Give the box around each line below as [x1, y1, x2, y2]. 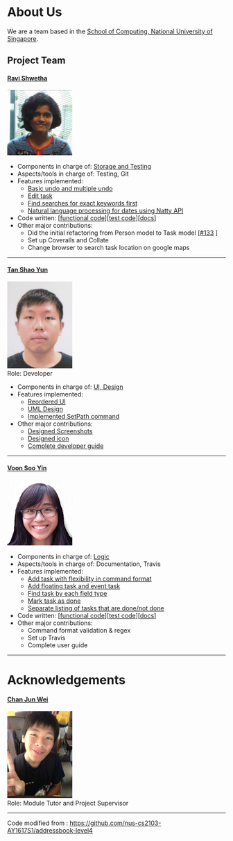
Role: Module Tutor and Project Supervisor [7, 799, 129, 807]
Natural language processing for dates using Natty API [27, 206, 184, 215]
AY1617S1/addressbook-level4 [7, 826, 94, 834]
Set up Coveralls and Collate [27, 235, 109, 244]
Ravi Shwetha [7, 74, 48, 82]
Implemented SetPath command [27, 412, 120, 420]
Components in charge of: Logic [17, 553, 110, 561]
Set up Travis [27, 633, 66, 642]
